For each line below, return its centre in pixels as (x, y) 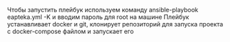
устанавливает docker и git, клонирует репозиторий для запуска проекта (115, 24)
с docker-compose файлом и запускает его (70, 31)
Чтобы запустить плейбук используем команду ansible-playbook (103, 10)
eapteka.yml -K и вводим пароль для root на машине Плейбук (98, 17)
